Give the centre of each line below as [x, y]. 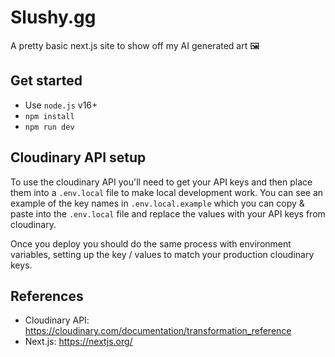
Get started [46, 81]
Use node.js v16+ [61, 105]
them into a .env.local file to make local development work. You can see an [167, 192]
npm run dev [49, 127]
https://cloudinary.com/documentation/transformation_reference [158, 331]
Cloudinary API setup [78, 157]
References [47, 296]
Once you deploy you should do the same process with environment [151, 243]
